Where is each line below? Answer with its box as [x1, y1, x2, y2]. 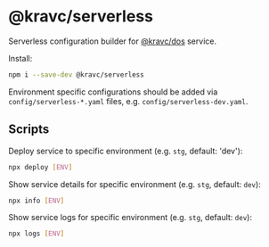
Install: [8, 53, 33, 63]
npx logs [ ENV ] [8, 229, 65, 238]
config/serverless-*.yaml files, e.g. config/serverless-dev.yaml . [8, 95, 249, 106]
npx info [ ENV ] [8, 196, 65, 205]
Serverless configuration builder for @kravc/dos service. [8, 36, 217, 46]
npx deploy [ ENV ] [8, 162, 73, 171]
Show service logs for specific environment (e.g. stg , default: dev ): [8, 212, 253, 223]
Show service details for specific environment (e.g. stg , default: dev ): [8, 178, 262, 189]
